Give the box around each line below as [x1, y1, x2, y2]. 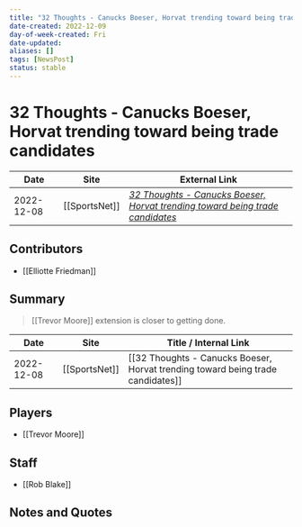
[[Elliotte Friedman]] [22, 265, 97, 276]
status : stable [9, 64, 67, 73]
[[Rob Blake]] [22, 479, 72, 490]
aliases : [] [9, 47, 54, 56]
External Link [179, 173, 238, 186]
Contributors [9, 241, 84, 257]
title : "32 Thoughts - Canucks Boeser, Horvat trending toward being [9, 13, 276, 23]
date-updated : [9, 38, 63, 48]
